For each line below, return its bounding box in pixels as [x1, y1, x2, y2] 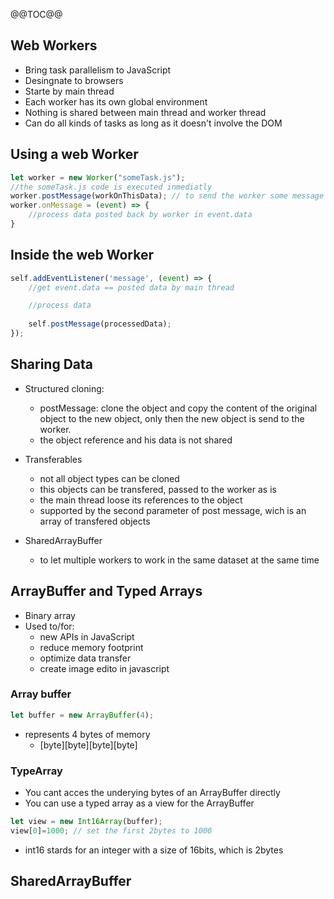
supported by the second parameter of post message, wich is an [39, 504, 307, 516]
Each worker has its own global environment [24, 95, 208, 108]
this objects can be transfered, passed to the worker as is [39, 483, 277, 495]
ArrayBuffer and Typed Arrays [10, 583, 203, 600]
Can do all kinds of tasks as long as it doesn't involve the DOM [24, 117, 283, 129]
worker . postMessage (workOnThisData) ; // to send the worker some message [10, 191, 325, 201]
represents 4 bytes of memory [24, 728, 151, 740]
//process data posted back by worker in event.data [28, 210, 253, 220]
